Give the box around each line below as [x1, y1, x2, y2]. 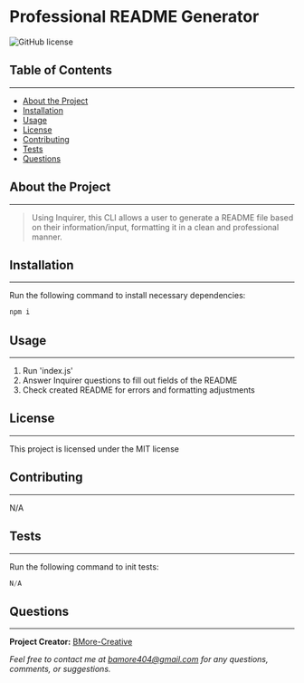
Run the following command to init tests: [9, 561, 159, 572]
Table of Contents [9, 63, 113, 78]
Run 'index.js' [22, 366, 74, 376]
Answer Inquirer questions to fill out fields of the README [22, 375, 238, 386]
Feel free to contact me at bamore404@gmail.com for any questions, [9, 654, 269, 665]
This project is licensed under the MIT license [9, 443, 179, 454]
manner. [31, 231, 63, 242]
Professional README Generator [9, 6, 260, 27]
